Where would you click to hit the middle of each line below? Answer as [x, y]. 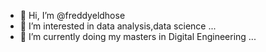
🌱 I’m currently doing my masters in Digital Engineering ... [138, 36]
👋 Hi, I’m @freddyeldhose [72, 15]
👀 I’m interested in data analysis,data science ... [118, 26]
